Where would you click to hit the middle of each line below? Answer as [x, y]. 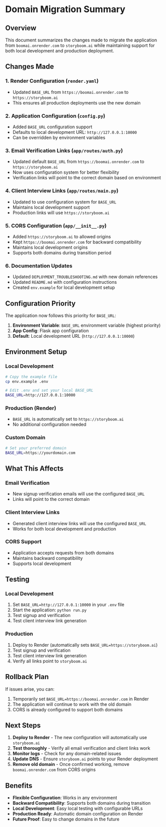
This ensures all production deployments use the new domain [76, 102]
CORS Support [23, 542]
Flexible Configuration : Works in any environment [65, 798]
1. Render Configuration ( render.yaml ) [52, 81]
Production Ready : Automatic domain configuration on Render [78, 814]
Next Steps [23, 725]
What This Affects [35, 468]
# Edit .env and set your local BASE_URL [49, 391]
